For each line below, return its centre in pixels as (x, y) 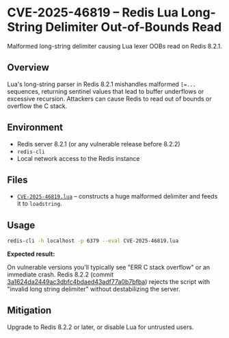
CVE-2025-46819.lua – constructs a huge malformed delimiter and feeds (117, 196)
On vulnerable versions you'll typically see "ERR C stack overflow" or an (109, 268)
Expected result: (31, 254)
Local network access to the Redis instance (78, 158)
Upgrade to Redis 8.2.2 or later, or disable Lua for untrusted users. (100, 327)
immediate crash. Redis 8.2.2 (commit (60, 274)
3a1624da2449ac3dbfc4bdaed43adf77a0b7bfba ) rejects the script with (109, 282)
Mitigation (29, 310)
